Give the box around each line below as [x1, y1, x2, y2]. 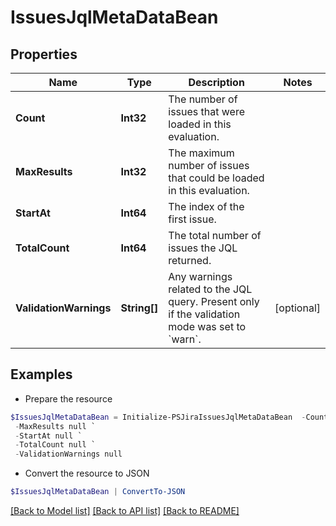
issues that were [168, 105, 245, 118]
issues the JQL [168, 241, 238, 255]
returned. [168, 254, 212, 267]
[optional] [274, 301, 321, 315]
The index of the [168, 200, 245, 213]
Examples [10, 366, 73, 383]
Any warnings [168, 270, 233, 283]
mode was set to [168, 320, 247, 333]
